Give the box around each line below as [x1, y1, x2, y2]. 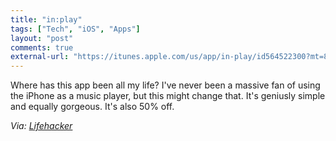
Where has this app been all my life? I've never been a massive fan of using [10, 79, 321, 91]
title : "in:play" [10, 14, 83, 25]
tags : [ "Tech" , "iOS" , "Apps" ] [10, 24, 141, 34]
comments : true [10, 42, 74, 53]
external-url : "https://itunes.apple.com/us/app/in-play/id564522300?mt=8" [10, 52, 333, 62]
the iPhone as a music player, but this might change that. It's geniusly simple [10, 90, 326, 102]
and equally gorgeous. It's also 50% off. [10, 101, 175, 113]
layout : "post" [10, 33, 74, 43]
